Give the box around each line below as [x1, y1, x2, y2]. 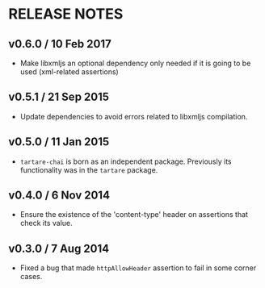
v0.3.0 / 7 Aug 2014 [8, 241, 110, 255]
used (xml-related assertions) [19, 67, 119, 77]
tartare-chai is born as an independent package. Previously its [19, 157, 232, 166]
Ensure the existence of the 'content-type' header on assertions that [19, 210, 249, 219]
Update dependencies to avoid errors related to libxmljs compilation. [19, 111, 248, 121]
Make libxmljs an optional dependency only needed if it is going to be [19, 58, 251, 68]
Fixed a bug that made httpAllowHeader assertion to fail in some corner [19, 263, 257, 273]
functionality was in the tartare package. [19, 165, 158, 174]
